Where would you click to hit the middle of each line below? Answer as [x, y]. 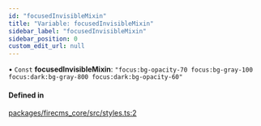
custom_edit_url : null [47, 46]
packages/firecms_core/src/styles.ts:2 [73, 113]
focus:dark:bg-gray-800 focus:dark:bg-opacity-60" [96, 77]
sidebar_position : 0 [43, 39]
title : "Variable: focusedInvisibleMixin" [81, 24]
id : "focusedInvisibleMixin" [58, 16]
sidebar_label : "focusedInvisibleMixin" [78, 31]
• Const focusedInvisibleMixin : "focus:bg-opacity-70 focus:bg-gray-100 [131, 69]
